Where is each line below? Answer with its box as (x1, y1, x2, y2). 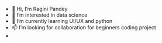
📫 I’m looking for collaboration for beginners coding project (11, 24, 156, 31)
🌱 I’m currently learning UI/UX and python (11, 18, 113, 24)
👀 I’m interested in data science (11, 11, 88, 18)
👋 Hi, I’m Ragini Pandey (11, 6, 68, 12)
